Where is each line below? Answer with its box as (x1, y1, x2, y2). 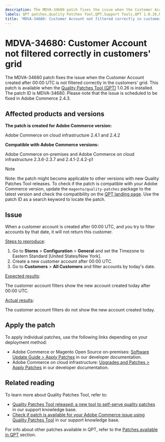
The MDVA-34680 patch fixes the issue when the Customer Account (5, 75, 144, 81)
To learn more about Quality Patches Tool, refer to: (5, 391, 108, 398)
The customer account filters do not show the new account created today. (5, 306, 156, 312)
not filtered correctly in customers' (5, 48, 151, 59)
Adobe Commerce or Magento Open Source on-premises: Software (12, 349, 149, 355)
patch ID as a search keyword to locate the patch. (5, 196, 106, 202)
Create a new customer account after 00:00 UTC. (12, 258, 113, 264)
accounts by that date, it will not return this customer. (5, 229, 113, 235)
